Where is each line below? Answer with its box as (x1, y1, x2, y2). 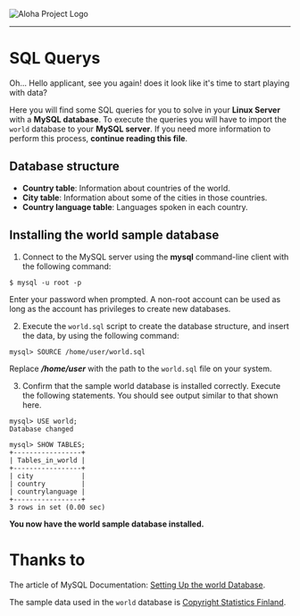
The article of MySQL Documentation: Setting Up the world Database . (9, 579, 266, 590)
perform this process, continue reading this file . (9, 132, 188, 143)
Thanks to (9, 550, 86, 570)
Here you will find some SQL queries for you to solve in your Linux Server (9, 104, 281, 115)
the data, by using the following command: (21, 330, 179, 341)
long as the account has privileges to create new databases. (9, 303, 231, 314)
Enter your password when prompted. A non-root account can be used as (9, 293, 281, 304)
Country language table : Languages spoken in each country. (21, 201, 248, 212)
